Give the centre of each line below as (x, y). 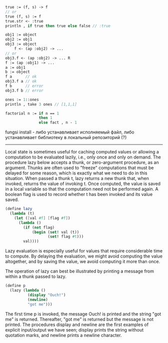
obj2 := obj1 (19, 39)
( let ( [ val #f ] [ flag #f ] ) (42, 218)
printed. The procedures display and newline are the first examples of (77, 324)
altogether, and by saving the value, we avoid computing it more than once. (83, 261)
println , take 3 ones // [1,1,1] (41, 104)
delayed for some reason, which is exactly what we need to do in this (76, 173)
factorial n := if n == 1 (32, 113)
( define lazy (19, 209)
